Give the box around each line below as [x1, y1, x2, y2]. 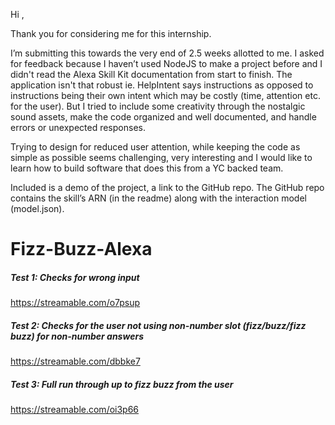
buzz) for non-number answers [10, 330, 144, 342]
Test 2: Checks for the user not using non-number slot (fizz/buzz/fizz [10, 319, 307, 331]
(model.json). [10, 203, 65, 214]
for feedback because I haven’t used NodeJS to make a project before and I [10, 58, 323, 69]
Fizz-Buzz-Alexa [10, 238, 153, 261]
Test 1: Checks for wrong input [10, 271, 140, 283]
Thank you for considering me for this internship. [10, 28, 212, 39]
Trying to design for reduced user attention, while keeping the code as [10, 141, 301, 153]
